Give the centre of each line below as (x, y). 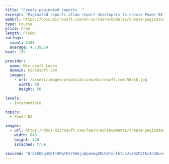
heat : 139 (16, 52)
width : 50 (29, 85)
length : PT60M (20, 33)
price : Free (18, 29)
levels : (13, 98)
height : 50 (30, 89)
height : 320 (27, 140)
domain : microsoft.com (33, 70)
